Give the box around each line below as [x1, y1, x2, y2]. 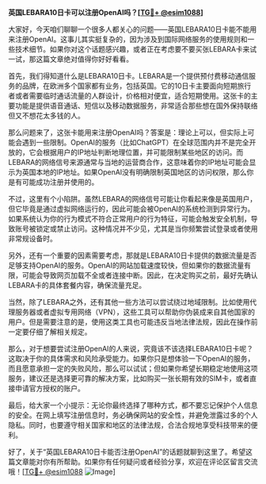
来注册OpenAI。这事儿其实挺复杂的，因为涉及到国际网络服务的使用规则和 [8, 35, 248, 44]
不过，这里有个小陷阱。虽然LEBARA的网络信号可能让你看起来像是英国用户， [8, 194, 257, 203]
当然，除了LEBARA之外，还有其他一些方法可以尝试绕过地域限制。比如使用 [8, 298, 250, 306]
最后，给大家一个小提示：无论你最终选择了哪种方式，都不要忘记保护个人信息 [8, 401, 258, 409]
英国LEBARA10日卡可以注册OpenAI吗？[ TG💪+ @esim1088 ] [8, 8, 203, 17]
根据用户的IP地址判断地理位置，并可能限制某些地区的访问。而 [42, 148, 244, 157]
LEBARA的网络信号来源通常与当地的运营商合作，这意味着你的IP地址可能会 [8, 158, 249, 167]
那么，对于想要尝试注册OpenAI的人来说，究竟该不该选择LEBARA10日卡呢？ [8, 344, 254, 353]
